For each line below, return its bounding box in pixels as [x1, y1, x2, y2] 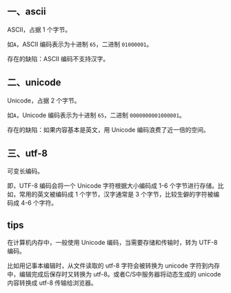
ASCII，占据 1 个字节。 [7, 25, 71, 34]
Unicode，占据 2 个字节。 [7, 96, 81, 105]
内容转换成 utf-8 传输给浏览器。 [7, 279, 98, 287]
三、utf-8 [7, 148, 48, 160]
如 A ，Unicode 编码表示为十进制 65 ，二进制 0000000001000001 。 [7, 111, 186, 119]
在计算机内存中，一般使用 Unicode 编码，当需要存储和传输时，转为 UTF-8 [7, 239, 218, 247]
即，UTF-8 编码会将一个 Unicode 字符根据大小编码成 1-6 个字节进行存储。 [7, 182, 219, 190]
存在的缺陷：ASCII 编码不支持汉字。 [7, 54, 110, 63]
